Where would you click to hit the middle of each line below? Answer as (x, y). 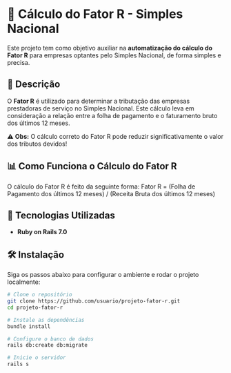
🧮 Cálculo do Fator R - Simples (95, 14)
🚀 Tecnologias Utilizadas (61, 215)
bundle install (29, 326)
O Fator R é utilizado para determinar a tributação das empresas (99, 101)
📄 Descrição (34, 85)
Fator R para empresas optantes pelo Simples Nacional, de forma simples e (114, 55)
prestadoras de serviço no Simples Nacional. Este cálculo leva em (101, 108)
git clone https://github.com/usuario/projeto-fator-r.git (94, 301)
